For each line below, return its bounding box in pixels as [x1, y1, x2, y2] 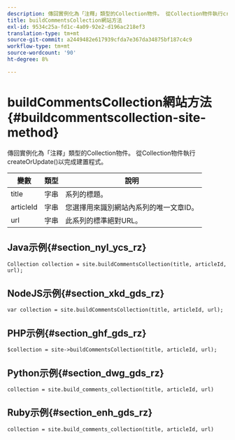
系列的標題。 [65, 189, 108, 199]
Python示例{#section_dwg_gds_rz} [7, 367, 164, 379]
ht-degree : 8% [7, 56, 49, 63]
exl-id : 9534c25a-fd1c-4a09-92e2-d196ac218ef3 [7, 23, 145, 30]
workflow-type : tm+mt [7, 43, 71, 50]
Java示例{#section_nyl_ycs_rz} [7, 242, 147, 254]
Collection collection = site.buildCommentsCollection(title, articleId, [7, 261, 227, 268]
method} [7, 124, 59, 140]
